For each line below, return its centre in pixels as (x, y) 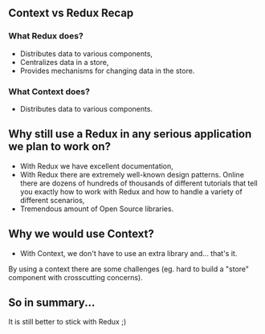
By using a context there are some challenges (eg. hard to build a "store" (129, 269)
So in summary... (52, 303)
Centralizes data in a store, (64, 62)
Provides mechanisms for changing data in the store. (107, 71)
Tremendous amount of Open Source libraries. (97, 209)
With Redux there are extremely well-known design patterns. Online (132, 174)
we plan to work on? (59, 147)
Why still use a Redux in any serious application (130, 134)
